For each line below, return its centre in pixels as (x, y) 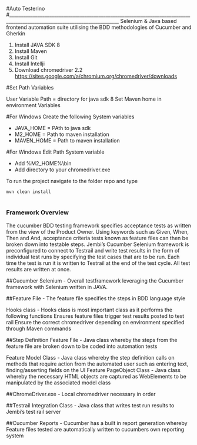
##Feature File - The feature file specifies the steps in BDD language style (96, 298)
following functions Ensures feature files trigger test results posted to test (95, 316)
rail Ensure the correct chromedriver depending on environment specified (95, 322)
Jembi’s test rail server (34, 411)
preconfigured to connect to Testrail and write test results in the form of (93, 250)
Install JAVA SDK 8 (37, 45)
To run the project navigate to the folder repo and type (72, 181)
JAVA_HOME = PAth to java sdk (53, 128)
